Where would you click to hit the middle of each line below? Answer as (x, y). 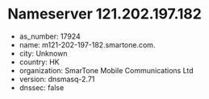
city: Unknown (43, 53)
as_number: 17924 (50, 36)
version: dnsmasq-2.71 (57, 79)
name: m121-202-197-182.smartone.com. (87, 44)
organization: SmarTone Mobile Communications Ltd (106, 70)
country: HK (39, 62)
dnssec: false (42, 87)
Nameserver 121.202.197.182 (105, 14)
